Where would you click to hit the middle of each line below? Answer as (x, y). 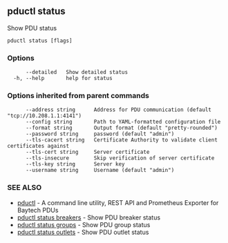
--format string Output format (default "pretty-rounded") (121, 128)
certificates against (38, 146)
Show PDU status (32, 28)
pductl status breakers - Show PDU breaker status (89, 217)
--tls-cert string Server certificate (87, 152)
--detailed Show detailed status (77, 72)
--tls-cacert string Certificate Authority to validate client (121, 140)
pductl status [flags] (40, 41)
